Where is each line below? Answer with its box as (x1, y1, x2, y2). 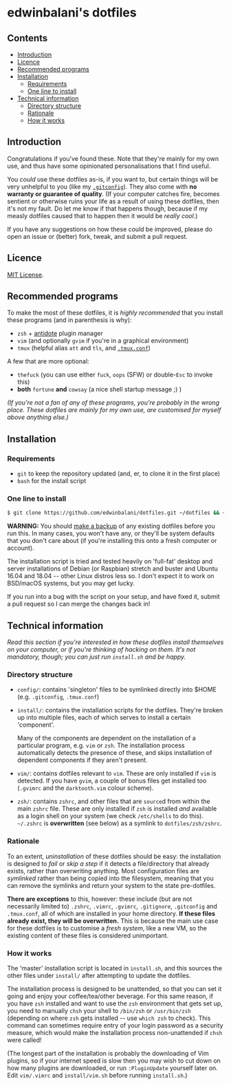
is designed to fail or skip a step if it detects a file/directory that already (7, 859, 210, 868)
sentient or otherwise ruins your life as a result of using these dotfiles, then (7, 197, 219, 205)
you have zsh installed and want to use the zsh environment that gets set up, (7, 999, 223, 1008)
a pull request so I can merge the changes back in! (7, 600, 151, 608)
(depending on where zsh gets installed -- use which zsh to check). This (7, 1014, 211, 1022)
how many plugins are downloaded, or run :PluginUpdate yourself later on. (7, 1064, 218, 1072)
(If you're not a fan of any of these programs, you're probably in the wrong (7, 398, 220, 407)
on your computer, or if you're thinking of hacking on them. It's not (7, 646, 196, 654)
